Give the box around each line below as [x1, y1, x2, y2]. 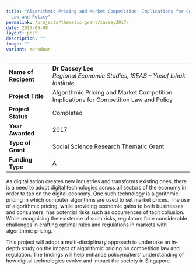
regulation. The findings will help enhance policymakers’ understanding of [6, 251, 184, 258]
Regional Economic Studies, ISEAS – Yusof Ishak [52, 71, 185, 79]
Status [9, 112, 28, 120]
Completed [52, 108, 83, 117]
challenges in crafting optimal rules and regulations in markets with [6, 221, 167, 228]
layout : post [6, 30, 38, 36]
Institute [52, 79, 75, 87]
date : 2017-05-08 [6, 24, 48, 31]
